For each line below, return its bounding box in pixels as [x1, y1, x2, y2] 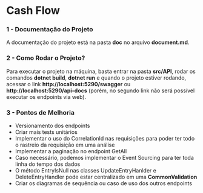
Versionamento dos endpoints [15, 122, 90, 130]
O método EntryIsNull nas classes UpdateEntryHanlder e [15, 167, 156, 174]
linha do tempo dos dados [15, 160, 81, 168]
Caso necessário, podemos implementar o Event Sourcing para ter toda [15, 154, 194, 162]
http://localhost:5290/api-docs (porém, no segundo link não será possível [6, 87, 195, 94]
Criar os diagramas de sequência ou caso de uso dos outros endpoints [15, 180, 193, 187]
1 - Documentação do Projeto [6, 25, 93, 34]
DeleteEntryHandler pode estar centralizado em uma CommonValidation [15, 173, 198, 181]
